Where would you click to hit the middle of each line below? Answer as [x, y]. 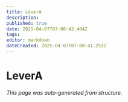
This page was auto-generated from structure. [64, 92]
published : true [27, 23]
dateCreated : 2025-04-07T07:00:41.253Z [56, 46]
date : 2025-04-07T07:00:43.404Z [47, 29]
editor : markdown [28, 40]
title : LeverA [24, 12]
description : [23, 18]
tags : [13, 35]
